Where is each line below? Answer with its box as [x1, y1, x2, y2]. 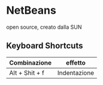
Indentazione [57, 68, 95, 77]
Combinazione [9, 58, 52, 66]
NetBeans [6, 4, 57, 17]
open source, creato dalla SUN [6, 23, 82, 31]
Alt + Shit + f [9, 68, 45, 77]
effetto [65, 58, 86, 66]
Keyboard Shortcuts [6, 41, 83, 51]
